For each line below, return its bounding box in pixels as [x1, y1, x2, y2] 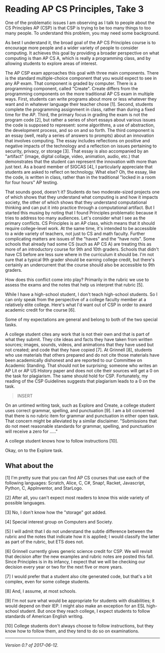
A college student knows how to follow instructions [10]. [5, 438, 119, 444]
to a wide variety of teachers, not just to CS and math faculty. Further [5, 231, 145, 236]
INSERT [17, 392, 33, 398]
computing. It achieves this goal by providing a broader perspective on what [5, 50, 160, 56]
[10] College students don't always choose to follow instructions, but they [5, 623, 154, 628]
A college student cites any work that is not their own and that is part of [5, 331, 150, 337]
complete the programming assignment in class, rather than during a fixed [5, 106, 155, 112]
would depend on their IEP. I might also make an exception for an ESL [5, 602, 146, 609]
